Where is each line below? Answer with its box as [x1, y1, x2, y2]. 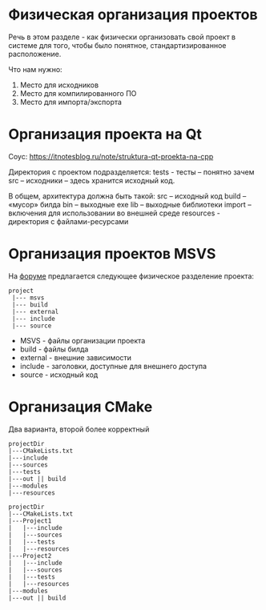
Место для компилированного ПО [19, 88, 137, 98]
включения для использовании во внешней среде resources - [8, 208, 220, 218]
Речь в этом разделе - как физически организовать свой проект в [8, 32, 236, 42]
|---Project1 [8, 516, 52, 525]
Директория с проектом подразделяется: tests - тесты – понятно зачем [8, 167, 255, 177]
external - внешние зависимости [19, 352, 132, 362]
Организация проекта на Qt [8, 126, 203, 143]
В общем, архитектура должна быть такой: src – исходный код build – [8, 191, 247, 201]
